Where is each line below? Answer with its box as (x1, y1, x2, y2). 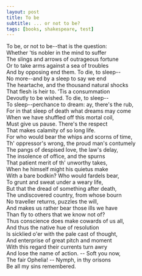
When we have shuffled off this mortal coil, (6, 114, 115, 121)
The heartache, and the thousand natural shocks (6, 82, 129, 89)
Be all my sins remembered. (6, 263, 76, 270)
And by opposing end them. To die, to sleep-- (6, 68, 121, 76)
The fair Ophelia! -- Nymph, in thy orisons (6, 257, 112, 264)
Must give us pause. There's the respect (6, 120, 108, 128)
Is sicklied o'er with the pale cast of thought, (6, 230, 118, 238)
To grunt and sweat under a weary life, (6, 179, 104, 186)
